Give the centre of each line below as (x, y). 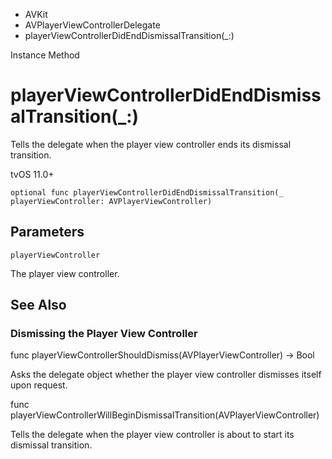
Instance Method (45, 55)
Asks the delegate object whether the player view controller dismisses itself (166, 375)
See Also (38, 305)
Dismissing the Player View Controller (104, 334)
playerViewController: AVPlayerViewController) (111, 201)
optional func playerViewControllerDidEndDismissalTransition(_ (147, 192)
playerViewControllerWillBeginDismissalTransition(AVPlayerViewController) (165, 415)
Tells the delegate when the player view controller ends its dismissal (151, 144)
